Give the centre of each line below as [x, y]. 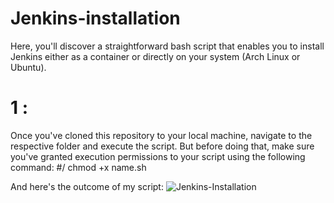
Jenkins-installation [95, 18]
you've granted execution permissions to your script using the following [158, 156]
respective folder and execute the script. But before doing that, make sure [162, 146]
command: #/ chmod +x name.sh [78, 167]
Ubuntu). [28, 67]
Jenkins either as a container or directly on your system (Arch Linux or [155, 56]
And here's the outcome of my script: [87, 186]
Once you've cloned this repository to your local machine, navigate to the [161, 135]
